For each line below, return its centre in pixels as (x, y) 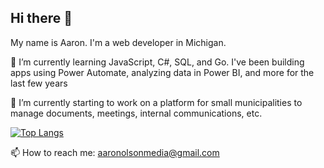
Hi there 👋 (41, 18)
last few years (39, 83)
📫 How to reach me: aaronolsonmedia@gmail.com (115, 152)
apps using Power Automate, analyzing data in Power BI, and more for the (162, 72)
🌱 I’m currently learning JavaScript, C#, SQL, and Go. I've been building (157, 62)
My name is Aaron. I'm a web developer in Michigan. (118, 42)
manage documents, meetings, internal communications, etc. (136, 113)
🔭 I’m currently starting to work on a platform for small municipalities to (156, 102)
